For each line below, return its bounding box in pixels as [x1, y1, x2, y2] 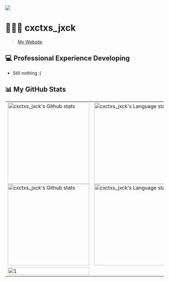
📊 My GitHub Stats [5, 85, 66, 94]
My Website [17, 39, 43, 45]
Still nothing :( [12, 70, 42, 76]
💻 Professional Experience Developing [5, 54, 130, 62]
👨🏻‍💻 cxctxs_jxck [5, 22, 76, 34]
